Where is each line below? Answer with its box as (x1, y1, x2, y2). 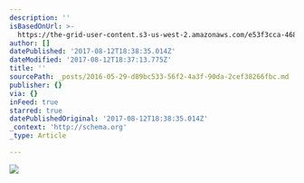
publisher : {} (9, 81, 63, 90)
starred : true (9, 106, 63, 115)
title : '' (9, 64, 47, 73)
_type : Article (9, 131, 67, 140)
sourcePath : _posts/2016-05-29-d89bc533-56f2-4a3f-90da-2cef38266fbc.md (9, 72, 290, 82)
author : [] (9, 38, 51, 48)
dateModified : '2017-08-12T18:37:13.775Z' (9, 55, 172, 64)
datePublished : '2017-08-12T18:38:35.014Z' (9, 47, 176, 56)
